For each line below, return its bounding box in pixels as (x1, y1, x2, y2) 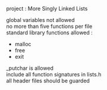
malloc (14, 41, 32, 47)
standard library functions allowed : (6, 29, 93, 36)
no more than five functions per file (6, 23, 93, 30)
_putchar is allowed (6, 65, 53, 72)
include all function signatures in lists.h (6, 71, 102, 78)
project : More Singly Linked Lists (6, 5, 88, 12)
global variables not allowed (6, 17, 75, 23)
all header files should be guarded (6, 77, 90, 84)
